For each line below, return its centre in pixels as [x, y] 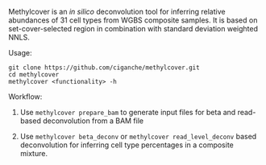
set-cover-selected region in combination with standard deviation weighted [133, 29]
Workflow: [25, 97]
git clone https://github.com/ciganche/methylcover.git [104, 68]
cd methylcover [34, 75]
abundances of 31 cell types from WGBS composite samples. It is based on [133, 20]
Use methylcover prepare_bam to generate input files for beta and [128, 112]
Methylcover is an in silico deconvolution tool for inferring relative [117, 12]
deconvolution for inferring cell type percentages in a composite [127, 145]
